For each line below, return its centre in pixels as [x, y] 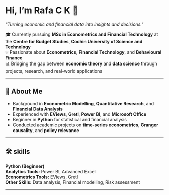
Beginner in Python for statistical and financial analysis [70, 119]
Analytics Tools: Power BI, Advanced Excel [50, 171]
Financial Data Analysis [37, 109]
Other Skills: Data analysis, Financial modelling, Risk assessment [73, 182]
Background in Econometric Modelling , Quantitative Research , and [83, 103]
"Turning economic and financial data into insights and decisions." [74, 24]
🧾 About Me [24, 91]
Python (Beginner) [25, 166]
